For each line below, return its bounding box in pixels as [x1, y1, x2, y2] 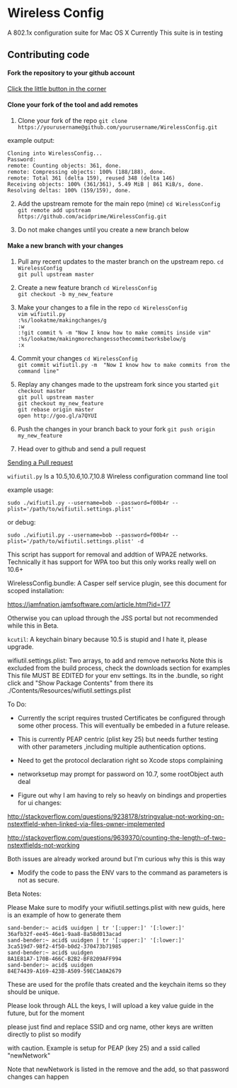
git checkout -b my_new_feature [17, 291, 113, 298]
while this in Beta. [7, 621, 59, 630]
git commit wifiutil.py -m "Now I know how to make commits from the [17, 361, 231, 368]
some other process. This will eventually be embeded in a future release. [17, 721, 230, 730]
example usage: [7, 486, 54, 494]
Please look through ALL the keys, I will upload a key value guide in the [7, 1001, 214, 1010]
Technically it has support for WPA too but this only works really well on [7, 557, 216, 566]
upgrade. [7, 642, 34, 651]
